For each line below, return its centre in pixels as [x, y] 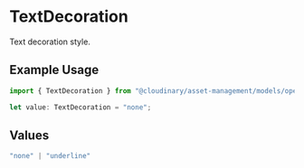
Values [29, 135]
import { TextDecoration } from [70, 91]
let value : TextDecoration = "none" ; [81, 107]
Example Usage [54, 70]
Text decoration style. [50, 42]
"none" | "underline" [50, 156]
